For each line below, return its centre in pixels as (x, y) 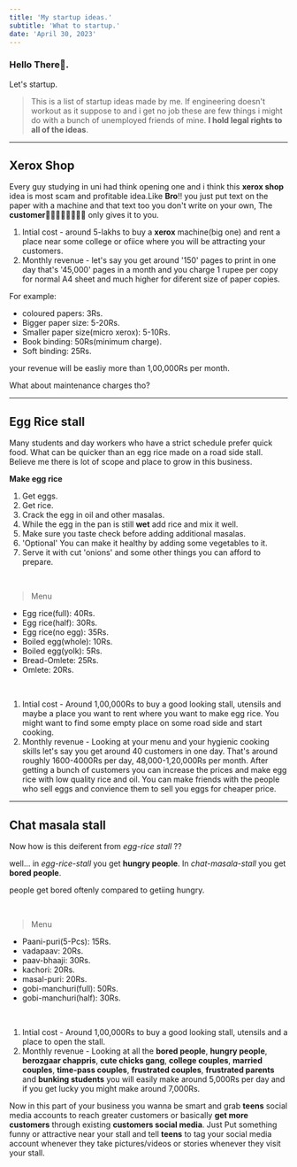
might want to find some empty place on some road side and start (142, 723)
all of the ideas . (59, 129)
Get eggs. (40, 496)
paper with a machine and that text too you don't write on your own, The (141, 205)
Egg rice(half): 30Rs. (60, 623)
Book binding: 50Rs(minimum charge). (92, 342)
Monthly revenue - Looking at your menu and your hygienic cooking (145, 742)
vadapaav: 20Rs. (53, 951)
